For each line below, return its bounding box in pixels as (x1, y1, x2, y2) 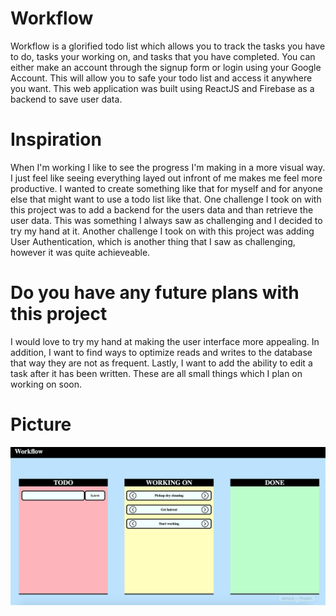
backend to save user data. (10, 93, 123, 105)
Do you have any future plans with (10, 282, 300, 304)
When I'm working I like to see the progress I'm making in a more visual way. (10, 161, 326, 173)
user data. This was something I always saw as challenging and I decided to (10, 214, 323, 226)
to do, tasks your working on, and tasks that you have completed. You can (10, 50, 316, 62)
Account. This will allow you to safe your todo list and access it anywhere (10, 72, 313, 84)
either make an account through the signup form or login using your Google (10, 61, 322, 73)
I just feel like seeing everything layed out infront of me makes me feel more (10, 172, 323, 184)
